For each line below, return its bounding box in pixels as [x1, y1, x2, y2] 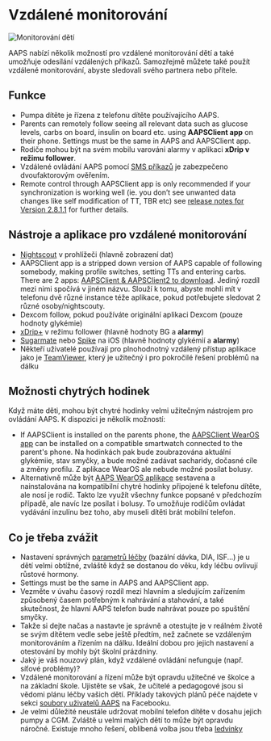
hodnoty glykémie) [19, 318, 83, 328]
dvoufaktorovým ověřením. [19, 170, 110, 179]
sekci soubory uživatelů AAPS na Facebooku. [19, 698, 172, 708]
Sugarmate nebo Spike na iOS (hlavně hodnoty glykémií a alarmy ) [19, 335, 240, 345]
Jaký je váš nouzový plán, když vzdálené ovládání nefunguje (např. [19, 655, 244, 665]
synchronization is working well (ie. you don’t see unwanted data [19, 187, 236, 197]
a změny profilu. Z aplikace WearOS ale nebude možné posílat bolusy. [19, 465, 253, 474]
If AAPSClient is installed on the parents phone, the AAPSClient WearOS [19, 430, 260, 440]
